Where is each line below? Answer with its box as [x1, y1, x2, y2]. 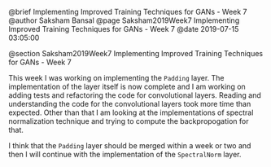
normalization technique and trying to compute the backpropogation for [8, 116, 249, 125]
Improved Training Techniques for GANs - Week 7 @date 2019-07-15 [8, 24, 239, 33]
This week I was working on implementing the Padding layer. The [8, 73, 225, 82]
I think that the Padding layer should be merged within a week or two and [8, 141, 251, 150]
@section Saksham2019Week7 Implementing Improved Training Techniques [8, 49, 263, 58]
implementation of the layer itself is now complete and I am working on [8, 81, 246, 91]
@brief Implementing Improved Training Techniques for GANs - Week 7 [8, 7, 247, 16]
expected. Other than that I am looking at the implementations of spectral [8, 108, 254, 117]
